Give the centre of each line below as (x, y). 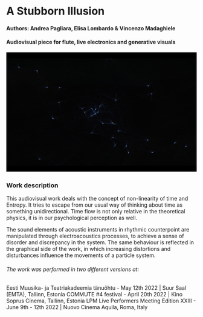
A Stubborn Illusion (56, 11)
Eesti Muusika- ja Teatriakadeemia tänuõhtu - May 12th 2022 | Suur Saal (96, 288)
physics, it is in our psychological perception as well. (72, 218)
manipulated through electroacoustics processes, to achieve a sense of (95, 236)
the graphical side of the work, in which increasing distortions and (89, 249)
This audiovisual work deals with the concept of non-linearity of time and (97, 199)
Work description (32, 185)
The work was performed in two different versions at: (73, 269)
